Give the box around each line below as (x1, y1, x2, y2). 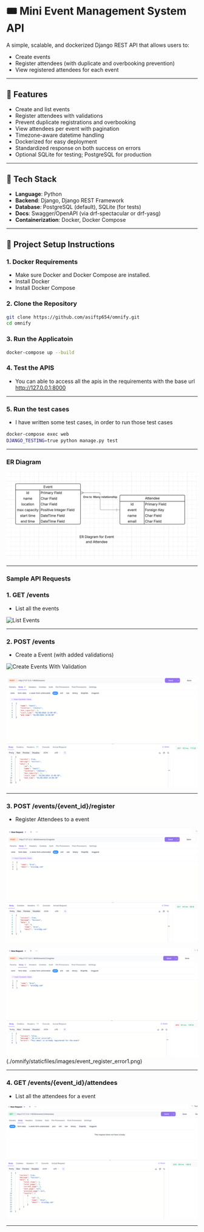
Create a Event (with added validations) (15, 651, 114, 658)
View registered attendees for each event (15, 66, 119, 73)
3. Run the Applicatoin (6, 335, 73, 343)
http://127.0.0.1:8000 (15, 384, 66, 391)
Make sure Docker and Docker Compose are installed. (15, 271, 151, 279)
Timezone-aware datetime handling (15, 131, 104, 139)
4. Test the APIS (6, 363, 55, 372)
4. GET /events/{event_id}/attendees (6, 1079, 118, 1087)
